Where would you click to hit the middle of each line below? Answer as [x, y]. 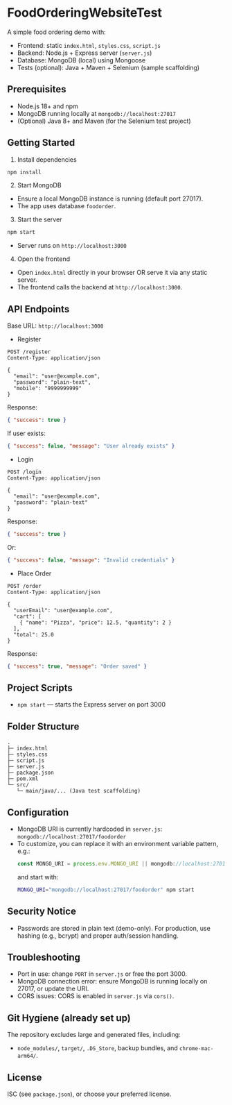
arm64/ [27, 1056]
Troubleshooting [44, 957]
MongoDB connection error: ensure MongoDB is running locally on [112, 981]
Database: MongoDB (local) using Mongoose [81, 60]
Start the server [39, 219]
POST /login [24, 472]
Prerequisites [37, 89]
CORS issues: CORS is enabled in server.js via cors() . [96, 996]
